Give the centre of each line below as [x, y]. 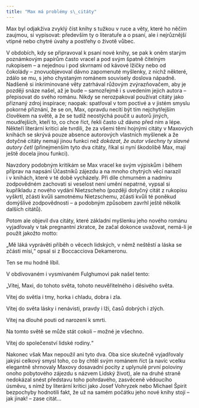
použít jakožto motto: [32, 233]
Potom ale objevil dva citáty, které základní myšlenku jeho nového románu [97, 221]
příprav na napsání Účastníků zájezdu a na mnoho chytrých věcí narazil [94, 171]
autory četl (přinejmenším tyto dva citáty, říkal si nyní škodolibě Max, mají [96, 147]
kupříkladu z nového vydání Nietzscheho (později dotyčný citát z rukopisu [97, 190]
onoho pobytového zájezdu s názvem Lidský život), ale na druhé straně [94, 373]
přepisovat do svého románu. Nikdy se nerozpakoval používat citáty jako [95, 97]
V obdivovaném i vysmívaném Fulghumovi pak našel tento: [78, 274]
